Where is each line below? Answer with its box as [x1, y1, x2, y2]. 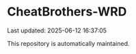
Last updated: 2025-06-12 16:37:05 [7, 26, 107, 34]
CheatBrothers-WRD [7, 4, 127, 20]
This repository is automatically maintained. [7, 39, 130, 47]
